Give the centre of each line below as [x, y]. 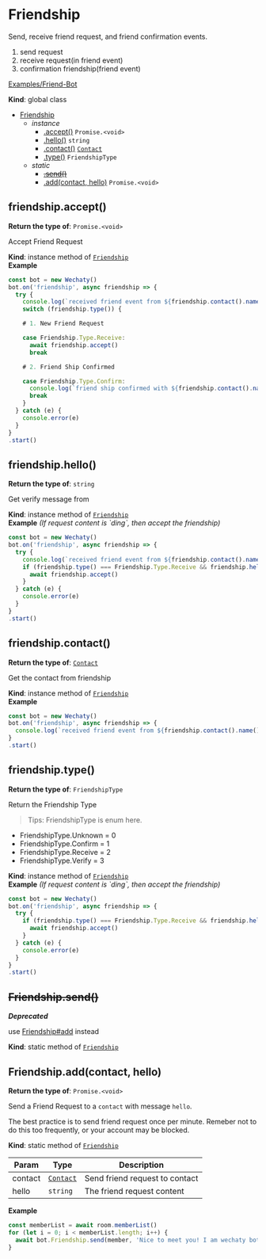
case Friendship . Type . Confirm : [74, 381]
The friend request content [134, 1191]
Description [141, 1165]
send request [41, 52]
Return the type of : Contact [53, 662]
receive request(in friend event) [71, 60]
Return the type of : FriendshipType [66, 789]
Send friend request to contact [141, 1178]
